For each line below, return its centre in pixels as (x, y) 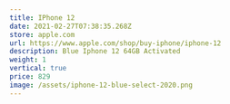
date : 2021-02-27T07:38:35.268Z (70, 26)
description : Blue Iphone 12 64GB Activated (95, 52)
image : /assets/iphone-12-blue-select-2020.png (101, 85)
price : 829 (30, 77)
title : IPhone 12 (42, 18)
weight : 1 (28, 60)
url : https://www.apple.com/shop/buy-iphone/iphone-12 (115, 43)
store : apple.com (42, 34)
